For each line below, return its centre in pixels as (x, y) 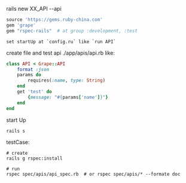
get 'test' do (34, 92)
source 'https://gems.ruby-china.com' (54, 20)
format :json (33, 69)
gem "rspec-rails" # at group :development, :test (72, 31)
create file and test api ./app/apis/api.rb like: (61, 53)
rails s (16, 131)
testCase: (18, 142)
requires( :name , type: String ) (67, 80)
